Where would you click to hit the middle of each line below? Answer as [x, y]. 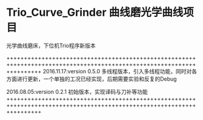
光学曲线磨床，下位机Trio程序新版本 [51, 45]
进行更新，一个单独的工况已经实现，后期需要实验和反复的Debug [97, 79]
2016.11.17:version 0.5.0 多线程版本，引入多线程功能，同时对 [117, 71]
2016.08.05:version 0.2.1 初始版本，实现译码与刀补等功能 [77, 92]
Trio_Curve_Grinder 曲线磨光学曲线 [95, 12]
